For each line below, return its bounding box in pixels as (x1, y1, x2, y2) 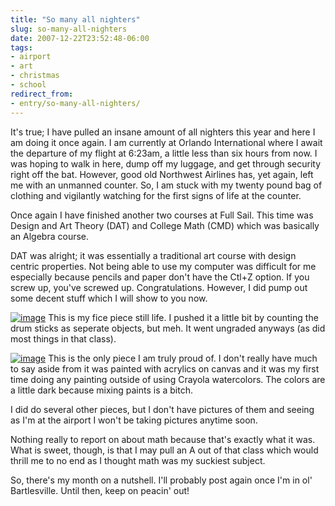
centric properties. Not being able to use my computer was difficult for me (10, 260, 317, 272)
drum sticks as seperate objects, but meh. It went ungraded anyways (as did (10, 322, 326, 334)
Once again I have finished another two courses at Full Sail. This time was (10, 209, 314, 221)
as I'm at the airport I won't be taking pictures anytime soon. (10, 414, 258, 426)
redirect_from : (10, 89, 74, 99)
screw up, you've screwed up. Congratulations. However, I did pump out (10, 281, 308, 293)
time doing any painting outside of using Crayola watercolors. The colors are (10, 373, 326, 385)
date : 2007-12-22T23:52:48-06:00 (10, 33, 150, 43)
